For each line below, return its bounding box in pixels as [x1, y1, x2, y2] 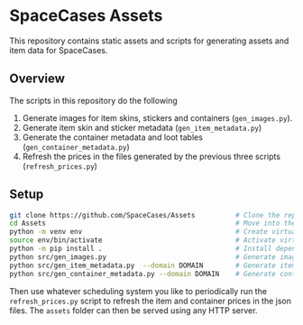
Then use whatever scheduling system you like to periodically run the [9, 285, 268, 296]
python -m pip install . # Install [9, 245, 272, 254]
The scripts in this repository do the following [9, 95, 178, 106]
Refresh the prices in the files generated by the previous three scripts [22, 151, 281, 162]
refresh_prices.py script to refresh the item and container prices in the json [9, 295, 291, 306]
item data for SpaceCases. [9, 44, 108, 55]
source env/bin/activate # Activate [9, 236, 277, 245]
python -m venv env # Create [9, 227, 269, 237]
